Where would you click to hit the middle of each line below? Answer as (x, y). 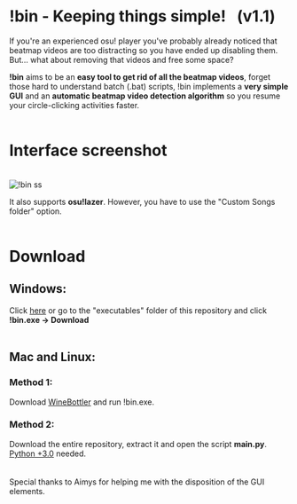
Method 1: (31, 382)
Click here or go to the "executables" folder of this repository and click (138, 310)
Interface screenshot (88, 150)
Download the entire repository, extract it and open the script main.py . (138, 444)
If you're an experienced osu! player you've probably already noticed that (143, 41)
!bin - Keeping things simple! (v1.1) (143, 16)
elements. (27, 491)
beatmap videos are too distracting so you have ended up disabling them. (144, 50)
